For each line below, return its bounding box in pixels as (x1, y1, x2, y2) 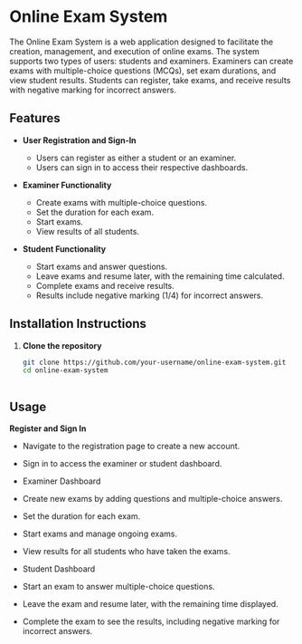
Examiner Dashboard (22, 476, 101, 486)
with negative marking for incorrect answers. (9, 84, 176, 95)
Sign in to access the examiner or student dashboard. (22, 458, 222, 469)
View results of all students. (35, 226, 140, 236)
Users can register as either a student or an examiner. (35, 152, 237, 163)
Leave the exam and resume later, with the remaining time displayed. (22, 599, 278, 610)
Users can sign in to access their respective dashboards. (35, 161, 249, 173)
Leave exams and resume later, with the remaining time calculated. (35, 270, 285, 282)
